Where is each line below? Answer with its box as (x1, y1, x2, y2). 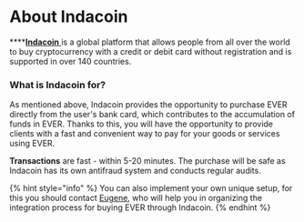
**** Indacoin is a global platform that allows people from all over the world (9, 36, 291, 47)
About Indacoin (9, 6, 128, 27)
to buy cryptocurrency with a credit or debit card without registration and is (9, 45, 292, 56)
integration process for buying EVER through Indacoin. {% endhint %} (9, 202, 271, 213)
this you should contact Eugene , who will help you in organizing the (9, 193, 262, 204)
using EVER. (9, 138, 56, 149)
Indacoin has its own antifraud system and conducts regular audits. (9, 166, 261, 177)
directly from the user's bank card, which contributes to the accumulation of (9, 109, 296, 120)
